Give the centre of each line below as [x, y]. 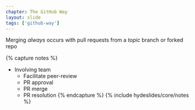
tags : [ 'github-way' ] [33, 23]
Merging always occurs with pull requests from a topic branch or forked [94, 40]
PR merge [35, 89]
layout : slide [23, 17]
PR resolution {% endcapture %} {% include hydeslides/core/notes [106, 95]
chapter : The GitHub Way [37, 12]
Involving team [32, 70]
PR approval [38, 82]
